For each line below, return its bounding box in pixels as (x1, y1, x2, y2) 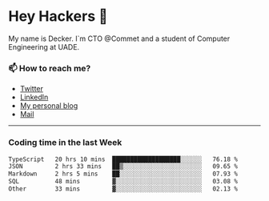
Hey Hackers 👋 (8, 7, 108, 26)
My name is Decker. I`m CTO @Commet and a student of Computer (8, 34, 231, 43)
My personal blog (19, 101, 78, 111)
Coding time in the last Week (8, 137, 122, 148)
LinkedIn (19, 92, 49, 103)
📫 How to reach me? (8, 62, 91, 74)
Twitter (19, 84, 44, 94)
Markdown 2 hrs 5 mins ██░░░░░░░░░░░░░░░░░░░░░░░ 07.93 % (8, 170, 239, 179)
